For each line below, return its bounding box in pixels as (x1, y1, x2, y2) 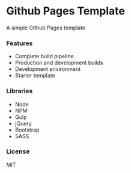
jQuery (14, 120, 32, 127)
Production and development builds (14, 59, 103, 67)
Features (6, 39, 33, 47)
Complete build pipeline (14, 53, 74, 60)
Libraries (6, 87, 33, 96)
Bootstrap (14, 126, 40, 133)
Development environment (14, 65, 81, 73)
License (6, 147, 30, 156)
